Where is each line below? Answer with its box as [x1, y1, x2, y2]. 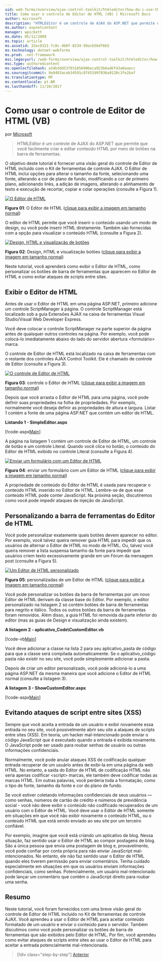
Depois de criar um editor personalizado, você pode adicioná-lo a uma [5, 665, 147, 671]
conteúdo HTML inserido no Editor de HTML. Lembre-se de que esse [5, 487, 144, 493]
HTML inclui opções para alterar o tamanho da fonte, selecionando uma [5, 171, 149, 177]
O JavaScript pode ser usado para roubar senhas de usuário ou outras [5, 742, 147, 748]
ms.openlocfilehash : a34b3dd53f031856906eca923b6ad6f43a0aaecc [5, 66, 136, 71]
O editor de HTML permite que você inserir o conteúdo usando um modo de [5, 220, 157, 226]
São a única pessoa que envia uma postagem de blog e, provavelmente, [5, 842, 149, 849]
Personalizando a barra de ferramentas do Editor [5, 512, 155, 520]
